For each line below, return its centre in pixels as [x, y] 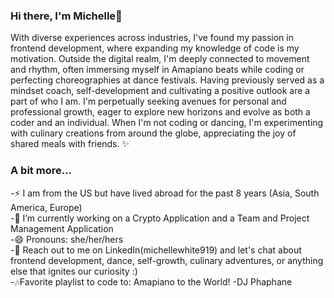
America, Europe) [46, 207]
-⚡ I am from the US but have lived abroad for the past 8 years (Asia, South [165, 193]
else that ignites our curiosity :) [74, 271]
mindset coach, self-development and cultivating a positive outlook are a [160, 91]
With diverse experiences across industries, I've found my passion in [152, 38]
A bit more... [41, 171]
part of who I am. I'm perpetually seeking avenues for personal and [148, 101]
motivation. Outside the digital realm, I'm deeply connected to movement [160, 59]
